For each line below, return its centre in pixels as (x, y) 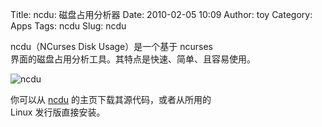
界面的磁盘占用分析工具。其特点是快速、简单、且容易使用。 (133, 59)
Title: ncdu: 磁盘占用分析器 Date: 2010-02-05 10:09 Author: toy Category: (161, 14)
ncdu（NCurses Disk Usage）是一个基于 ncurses (111, 46)
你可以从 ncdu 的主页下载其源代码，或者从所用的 (111, 99)
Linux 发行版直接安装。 (58, 112)
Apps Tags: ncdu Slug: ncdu (68, 26)
